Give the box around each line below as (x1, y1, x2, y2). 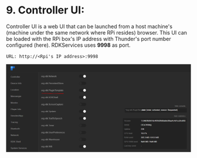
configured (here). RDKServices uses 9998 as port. (6, 42, 131, 49)
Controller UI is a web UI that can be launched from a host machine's (6, 23, 173, 30)
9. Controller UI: (6, 4, 85, 17)
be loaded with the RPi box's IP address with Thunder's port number (6, 35, 171, 42)
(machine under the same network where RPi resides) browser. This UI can (6, 29, 188, 36)
